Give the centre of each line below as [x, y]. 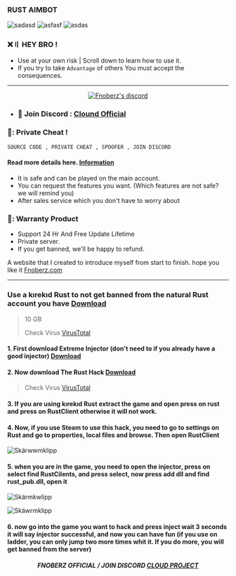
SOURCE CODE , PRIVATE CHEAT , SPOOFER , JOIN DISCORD [89, 147]
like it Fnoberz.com [35, 270]
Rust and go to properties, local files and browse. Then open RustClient [113, 435]
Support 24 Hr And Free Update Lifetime [76, 234]
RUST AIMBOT [32, 10]
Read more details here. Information [61, 162]
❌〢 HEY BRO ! [33, 45]
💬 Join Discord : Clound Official [72, 114]
